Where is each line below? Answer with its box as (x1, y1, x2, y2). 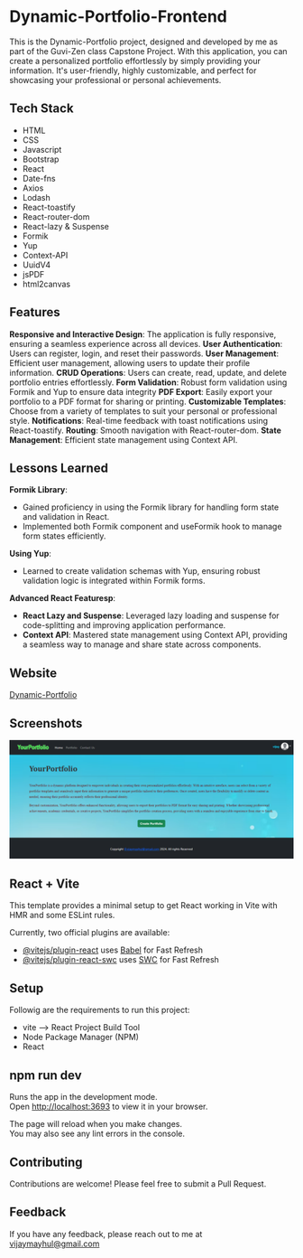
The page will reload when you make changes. (9, 1119, 183, 1130)
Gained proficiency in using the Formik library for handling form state (22, 502, 280, 512)
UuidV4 (22, 259, 51, 270)
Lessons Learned (9, 460, 108, 475)
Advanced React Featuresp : (9, 593, 115, 604)
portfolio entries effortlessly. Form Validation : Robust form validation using (9, 377, 288, 388)
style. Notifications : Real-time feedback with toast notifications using (9, 415, 269, 426)
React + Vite (9, 877, 80, 892)
